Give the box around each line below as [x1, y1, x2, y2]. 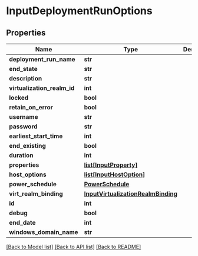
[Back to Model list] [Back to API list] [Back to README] [6, 244, 141, 250]
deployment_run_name [9, 55, 75, 63]
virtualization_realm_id [9, 84, 75, 92]
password [9, 122, 38, 131]
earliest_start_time [9, 132, 63, 140]
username [9, 113, 38, 121]
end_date [9, 219, 37, 226]
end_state [9, 65, 38, 73]
